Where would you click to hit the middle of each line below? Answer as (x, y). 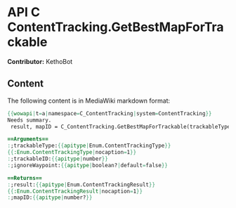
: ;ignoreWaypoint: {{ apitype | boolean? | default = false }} (88, 165)
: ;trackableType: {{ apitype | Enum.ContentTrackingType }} (89, 146)
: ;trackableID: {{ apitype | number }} (58, 159)
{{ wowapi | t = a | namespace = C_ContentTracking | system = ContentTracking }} (110, 113)
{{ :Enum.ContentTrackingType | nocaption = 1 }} (72, 152)
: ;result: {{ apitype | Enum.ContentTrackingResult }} (81, 184)
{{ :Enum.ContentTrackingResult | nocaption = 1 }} (75, 191)
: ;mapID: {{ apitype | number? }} (50, 197)
